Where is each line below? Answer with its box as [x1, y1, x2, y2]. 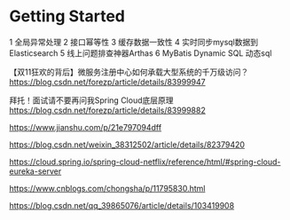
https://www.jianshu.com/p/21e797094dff [9, 122, 162, 132]
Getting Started [9, 6, 126, 27]
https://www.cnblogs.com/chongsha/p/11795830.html [9, 183, 206, 193]
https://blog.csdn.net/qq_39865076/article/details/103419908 [9, 200, 235, 210]
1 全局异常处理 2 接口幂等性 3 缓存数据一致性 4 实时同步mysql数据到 [9, 36, 259, 47]
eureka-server [9, 166, 62, 177]
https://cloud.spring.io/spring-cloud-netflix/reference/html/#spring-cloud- [9, 156, 281, 167]
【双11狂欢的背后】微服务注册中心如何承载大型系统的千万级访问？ [9, 67, 249, 77]
